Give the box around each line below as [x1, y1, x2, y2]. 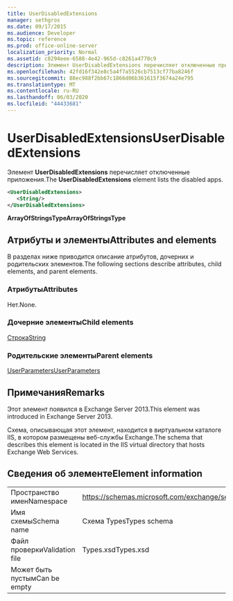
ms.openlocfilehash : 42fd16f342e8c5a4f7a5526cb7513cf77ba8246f [7, 68, 194, 75]
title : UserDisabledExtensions [7, 10, 98, 17]
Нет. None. [7, 300, 37, 308]
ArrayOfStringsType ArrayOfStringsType [7, 214, 126, 223]
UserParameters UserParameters [7, 367, 101, 375]
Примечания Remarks [7, 386, 105, 399]
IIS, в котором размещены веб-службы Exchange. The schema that [7, 433, 203, 441]
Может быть [10, 564, 53, 574]
